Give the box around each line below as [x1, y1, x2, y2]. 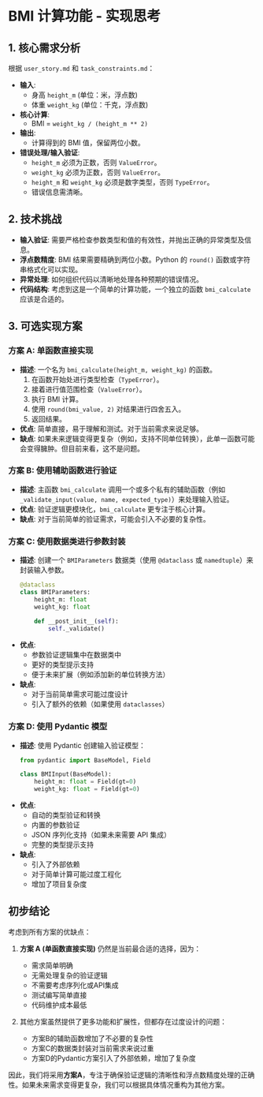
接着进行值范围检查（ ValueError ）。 [31, 384, 147, 394]
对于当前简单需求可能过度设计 [31, 690, 128, 699]
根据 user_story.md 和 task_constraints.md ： [8, 64, 155, 73]
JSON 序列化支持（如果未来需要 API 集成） [31, 830, 171, 840]
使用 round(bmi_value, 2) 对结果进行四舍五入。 [31, 404, 186, 414]
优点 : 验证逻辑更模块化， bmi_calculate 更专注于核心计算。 [19, 504, 210, 514]
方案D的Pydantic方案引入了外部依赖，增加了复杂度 [31, 1053, 196, 1062]
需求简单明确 [31, 960, 73, 970]
